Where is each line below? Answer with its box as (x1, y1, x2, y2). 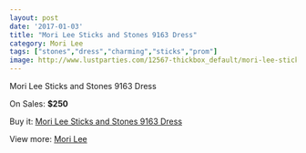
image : (9, 56, 35, 65)
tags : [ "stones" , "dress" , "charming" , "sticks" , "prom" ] (9, 47, 219, 56)
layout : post (9, 13, 59, 23)
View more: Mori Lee (9, 134, 88, 144)
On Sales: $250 (9, 98, 68, 109)
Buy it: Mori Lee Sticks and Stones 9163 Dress (9, 116, 183, 127)
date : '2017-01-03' (9, 22, 84, 31)
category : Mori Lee (9, 38, 84, 48)
